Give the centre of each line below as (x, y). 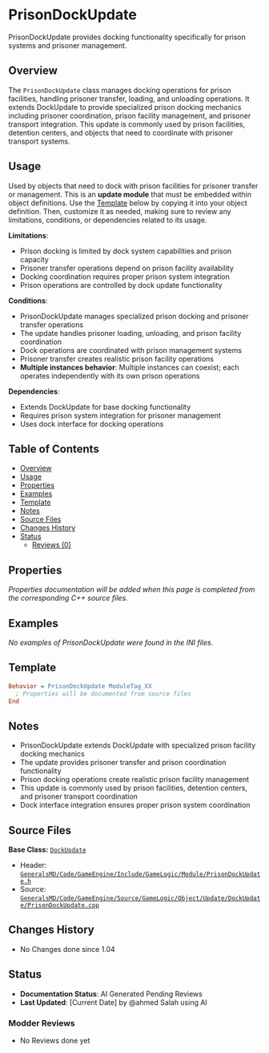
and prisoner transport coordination (79, 796)
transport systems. (39, 141)
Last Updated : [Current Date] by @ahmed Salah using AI (114, 1002)
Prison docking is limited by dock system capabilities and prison (126, 251)
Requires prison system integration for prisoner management (120, 415)
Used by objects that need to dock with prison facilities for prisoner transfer (133, 185)
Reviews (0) (52, 545)
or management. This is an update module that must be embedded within (130, 194)
